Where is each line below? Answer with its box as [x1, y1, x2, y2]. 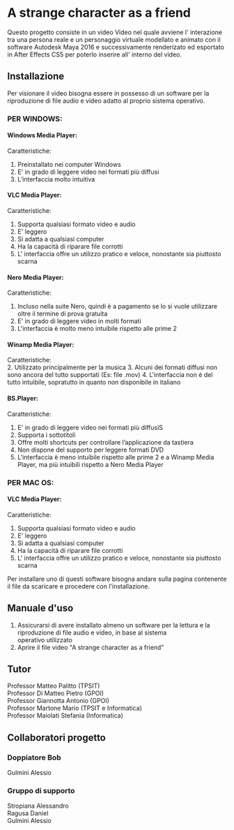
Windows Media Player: [7, 131, 78, 140]
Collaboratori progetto [7, 732, 106, 743]
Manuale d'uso [7, 602, 74, 614]
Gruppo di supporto [7, 786, 75, 796]
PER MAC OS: [7, 477, 54, 487]
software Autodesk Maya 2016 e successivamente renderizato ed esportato [7, 43, 225, 51]
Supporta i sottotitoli [17, 431, 76, 439]
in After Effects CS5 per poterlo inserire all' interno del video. [7, 50, 182, 59]
